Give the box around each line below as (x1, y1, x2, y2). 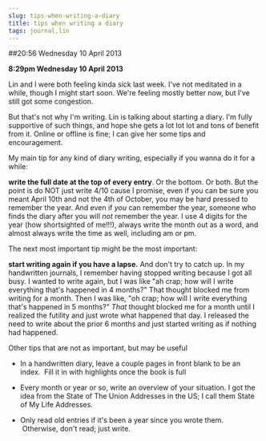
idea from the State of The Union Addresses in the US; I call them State (19, 391, 255, 401)
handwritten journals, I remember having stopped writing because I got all (8, 268, 252, 277)
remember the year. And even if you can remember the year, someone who (8, 203, 256, 212)
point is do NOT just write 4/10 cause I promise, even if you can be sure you (8, 186, 259, 196)
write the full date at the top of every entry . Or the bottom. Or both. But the (8, 177, 259, 187)
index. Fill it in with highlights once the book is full (19, 367, 187, 377)
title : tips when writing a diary (8, 19, 124, 27)
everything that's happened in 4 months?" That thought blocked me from (8, 285, 250, 295)
